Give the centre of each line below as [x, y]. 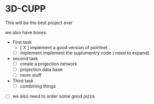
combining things [38, 86]
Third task [23, 81]
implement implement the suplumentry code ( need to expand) [85, 53]
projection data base [41, 70]
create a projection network [49, 64]
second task [25, 59]
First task [22, 42]
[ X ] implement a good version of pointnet [64, 47]
